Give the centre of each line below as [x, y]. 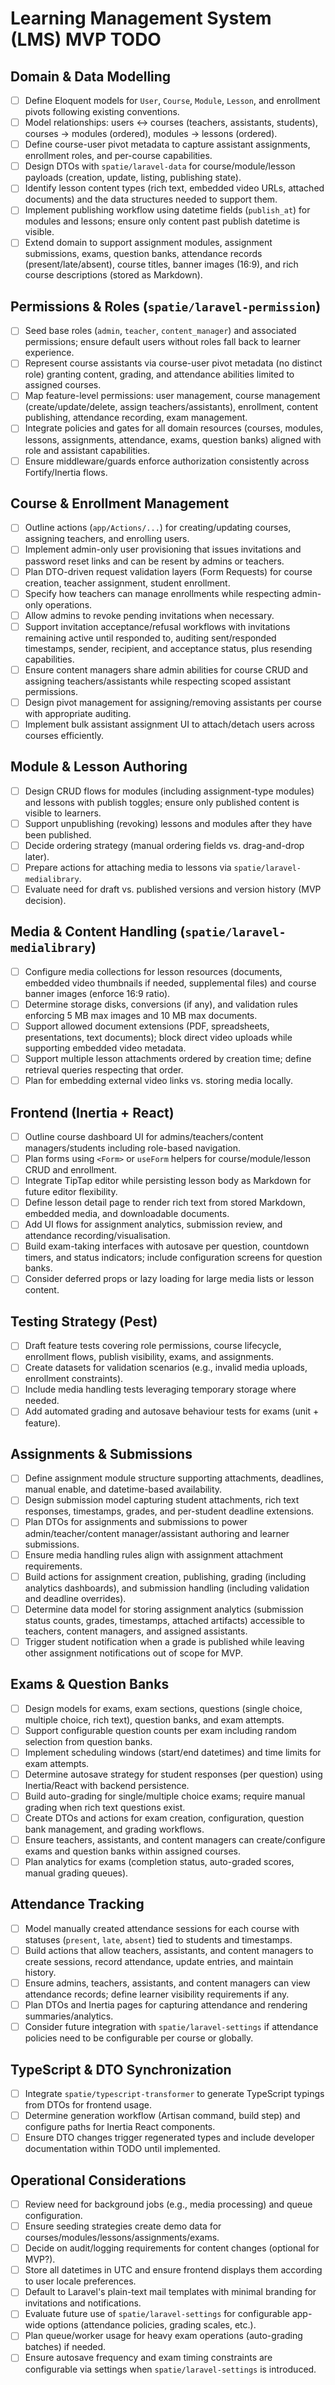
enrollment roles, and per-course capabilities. [118, 156]
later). [37, 856]
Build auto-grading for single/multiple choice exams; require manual [165, 1796]
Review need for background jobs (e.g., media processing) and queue [168, 2204]
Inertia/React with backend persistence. [107, 1785]
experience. [49, 353]
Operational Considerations [98, 2180]
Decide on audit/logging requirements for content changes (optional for [172, 2248]
